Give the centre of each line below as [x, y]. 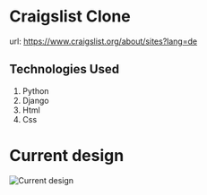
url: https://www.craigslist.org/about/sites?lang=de [103, 41]
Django [35, 100]
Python [35, 90]
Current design [67, 155]
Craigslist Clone [70, 17]
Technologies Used [64, 69]
